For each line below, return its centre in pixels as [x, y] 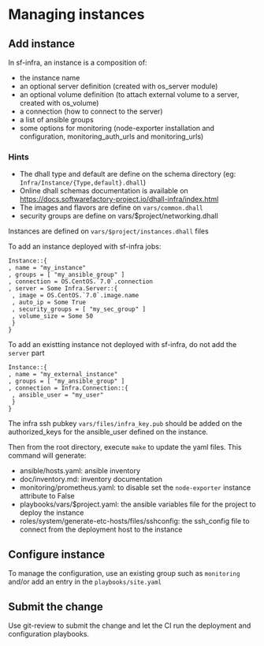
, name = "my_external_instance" [63, 375]
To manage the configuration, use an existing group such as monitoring [124, 573]
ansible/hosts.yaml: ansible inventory [80, 471]
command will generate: [47, 456]
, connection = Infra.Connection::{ [68, 388]
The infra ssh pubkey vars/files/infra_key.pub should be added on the [125, 424]
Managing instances [76, 15]
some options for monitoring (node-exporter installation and [117, 128]
